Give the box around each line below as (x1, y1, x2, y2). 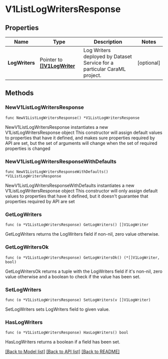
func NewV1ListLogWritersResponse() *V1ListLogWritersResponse (5, 115, 140, 120)
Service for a (83, 59, 114, 66)
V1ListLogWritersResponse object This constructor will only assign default (5, 188, 158, 194)
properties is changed (5, 145, 51, 151)
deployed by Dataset (83, 53, 132, 60)
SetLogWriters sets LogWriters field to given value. (5, 306, 110, 312)
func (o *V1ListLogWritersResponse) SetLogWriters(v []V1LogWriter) (5, 297, 151, 302)
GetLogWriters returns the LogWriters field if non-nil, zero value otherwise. (5, 231, 159, 237)
